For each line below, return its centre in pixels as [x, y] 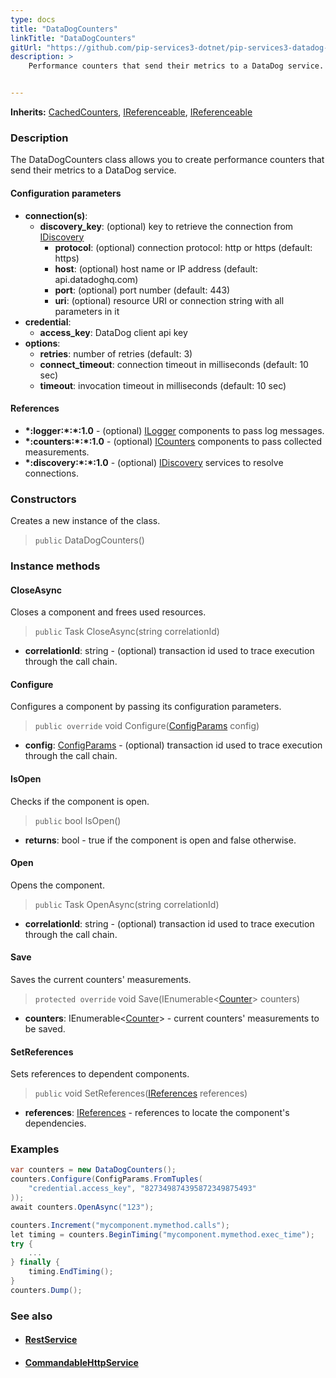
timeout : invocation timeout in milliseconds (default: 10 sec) [163, 385]
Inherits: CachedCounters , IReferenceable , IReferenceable [131, 112]
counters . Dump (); [46, 1290]
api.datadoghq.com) [96, 279]
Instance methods [55, 566]
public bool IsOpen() [78, 820]
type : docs [33, 19]
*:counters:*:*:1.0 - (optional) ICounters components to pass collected [173, 441]
